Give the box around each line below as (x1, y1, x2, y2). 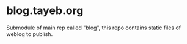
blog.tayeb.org (6, 4, 84, 18)
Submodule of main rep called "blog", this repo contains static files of (6, 24, 182, 31)
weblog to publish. (6, 30, 53, 37)
